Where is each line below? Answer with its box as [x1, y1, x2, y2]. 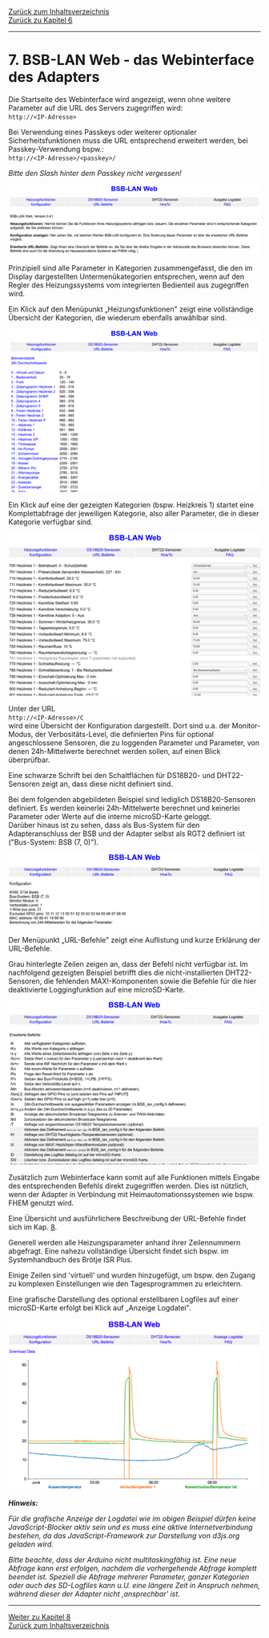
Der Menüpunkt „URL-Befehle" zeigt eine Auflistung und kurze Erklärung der [8, 935, 261, 944]
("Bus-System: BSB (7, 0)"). [8, 837, 99, 847]
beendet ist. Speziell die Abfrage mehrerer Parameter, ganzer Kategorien [8, 1571, 250, 1581]
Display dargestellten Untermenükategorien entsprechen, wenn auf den [8, 271, 245, 281]
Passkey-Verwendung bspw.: [8, 144, 104, 153]
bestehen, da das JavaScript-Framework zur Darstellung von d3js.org [8, 1530, 240, 1540]
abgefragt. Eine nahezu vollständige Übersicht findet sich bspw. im [8, 1246, 230, 1256]
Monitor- [231, 721, 261, 731]
